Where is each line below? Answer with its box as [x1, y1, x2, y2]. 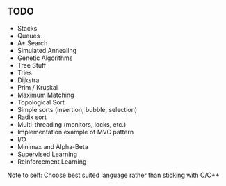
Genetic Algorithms [17, 54, 73, 62]
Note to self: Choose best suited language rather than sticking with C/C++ [7, 171, 220, 179]
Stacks [17, 24, 38, 32]
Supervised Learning [17, 150, 78, 158]
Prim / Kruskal [17, 83, 58, 91]
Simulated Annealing [17, 46, 77, 54]
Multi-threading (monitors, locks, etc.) [17, 120, 127, 128]
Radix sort [17, 113, 47, 121]
